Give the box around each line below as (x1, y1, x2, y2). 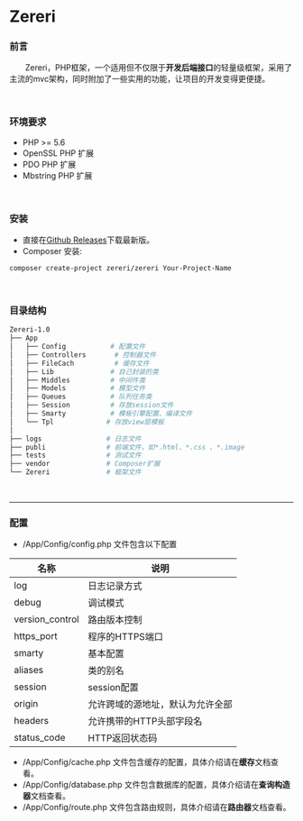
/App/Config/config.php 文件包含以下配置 (22, 539, 178, 550)
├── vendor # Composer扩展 (9, 460, 161, 469)
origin (14, 698, 39, 710)
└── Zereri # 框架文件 (9, 468, 142, 477)
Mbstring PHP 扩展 (22, 169, 93, 181)
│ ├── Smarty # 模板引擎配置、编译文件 (9, 409, 193, 418)
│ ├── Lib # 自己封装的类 (9, 367, 160, 376)
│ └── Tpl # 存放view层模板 (9, 417, 165, 426)
